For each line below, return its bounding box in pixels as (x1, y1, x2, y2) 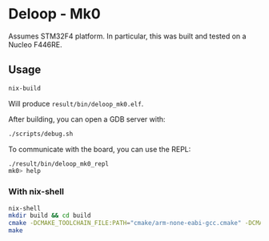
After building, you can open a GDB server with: (8, 114, 166, 124)
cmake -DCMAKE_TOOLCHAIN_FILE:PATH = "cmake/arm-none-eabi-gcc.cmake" (8, 219, 242, 227)
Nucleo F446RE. (8, 39, 62, 49)
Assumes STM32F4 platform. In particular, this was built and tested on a (8, 31, 247, 41)
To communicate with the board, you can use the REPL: (8, 144, 191, 154)
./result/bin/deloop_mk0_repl (8, 159, 110, 168)
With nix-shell (8, 186, 64, 197)
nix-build (8, 84, 42, 92)
